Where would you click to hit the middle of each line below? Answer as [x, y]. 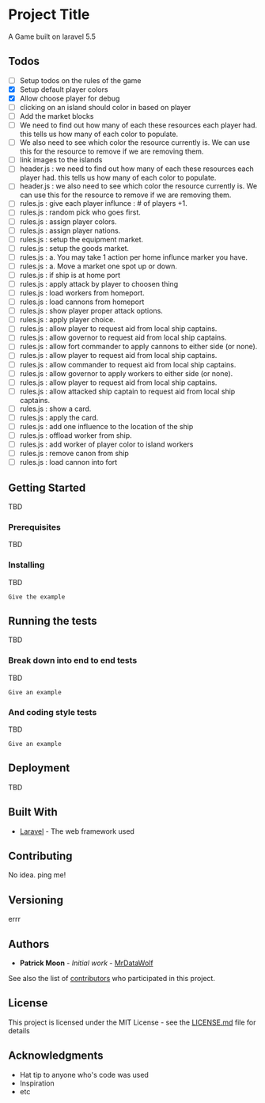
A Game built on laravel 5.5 [52, 36]
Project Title [49, 15]
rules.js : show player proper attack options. [91, 311]
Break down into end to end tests [73, 660]
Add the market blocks [57, 116]
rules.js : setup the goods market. [74, 248]
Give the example [37, 597]
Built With [33, 812]
